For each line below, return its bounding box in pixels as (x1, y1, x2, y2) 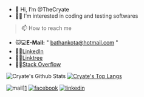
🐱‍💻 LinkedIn (15, 48, 44, 55)
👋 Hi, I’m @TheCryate (15, 6, 69, 13)
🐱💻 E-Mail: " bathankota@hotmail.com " (15, 39, 118, 46)
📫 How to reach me (21, 24, 72, 32)
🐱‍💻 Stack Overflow (15, 61, 61, 68)
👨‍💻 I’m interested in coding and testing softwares (15, 12, 139, 20)
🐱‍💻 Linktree (15, 54, 43, 61)
